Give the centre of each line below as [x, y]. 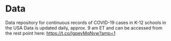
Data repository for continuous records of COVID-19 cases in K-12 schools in [86, 22]
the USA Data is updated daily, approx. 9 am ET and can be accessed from [84, 27]
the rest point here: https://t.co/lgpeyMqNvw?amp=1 [60, 33]
